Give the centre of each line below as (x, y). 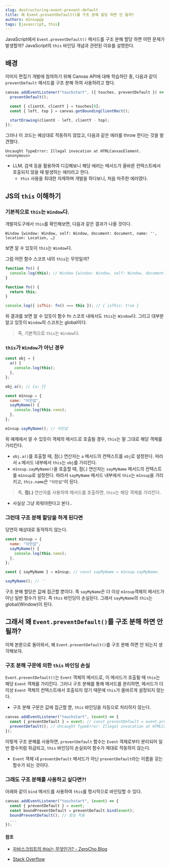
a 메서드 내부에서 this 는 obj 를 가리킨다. (57, 462)
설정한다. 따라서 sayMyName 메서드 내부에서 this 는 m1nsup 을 (96, 475)
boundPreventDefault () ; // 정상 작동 (47, 815)
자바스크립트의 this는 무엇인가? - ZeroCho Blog (60, 849)
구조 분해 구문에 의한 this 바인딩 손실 (48, 665)
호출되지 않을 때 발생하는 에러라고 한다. (51, 172)
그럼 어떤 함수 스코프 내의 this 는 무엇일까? (47, 259)
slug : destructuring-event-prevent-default (52, 10)
